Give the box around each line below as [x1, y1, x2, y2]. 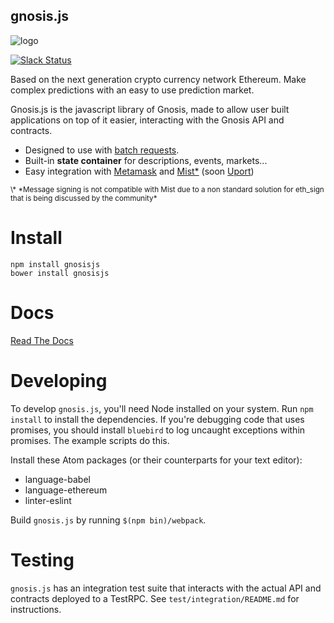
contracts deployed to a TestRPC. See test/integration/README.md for [10, 592, 300, 604]
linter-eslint [24, 494, 72, 506]
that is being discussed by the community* [10, 193, 158, 203]
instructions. [10, 603, 62, 615]
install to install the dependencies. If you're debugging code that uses [10, 413, 305, 425]
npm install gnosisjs [10, 259, 101, 269]
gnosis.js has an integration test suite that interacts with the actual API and [10, 582, 322, 594]
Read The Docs [10, 334, 74, 346]
